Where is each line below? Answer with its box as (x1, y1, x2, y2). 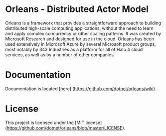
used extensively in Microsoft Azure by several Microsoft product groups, (5, 41, 156, 47)
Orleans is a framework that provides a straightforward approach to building (5, 20, 162, 26)
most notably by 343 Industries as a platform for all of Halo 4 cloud (5, 46, 143, 52)
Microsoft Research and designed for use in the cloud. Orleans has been (5, 36, 155, 42)
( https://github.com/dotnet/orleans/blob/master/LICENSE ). (5, 125, 126, 131)
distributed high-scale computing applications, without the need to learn (5, 25, 154, 31)
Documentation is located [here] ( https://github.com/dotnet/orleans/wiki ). (5, 86, 157, 92)
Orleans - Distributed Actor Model (5, 3, 149, 15)
